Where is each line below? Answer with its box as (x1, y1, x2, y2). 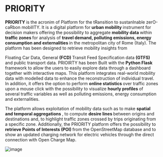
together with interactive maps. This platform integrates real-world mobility (5, 70, 156, 76)
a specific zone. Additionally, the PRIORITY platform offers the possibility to (5, 121, 156, 127)
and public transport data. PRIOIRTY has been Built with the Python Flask (5, 60, 153, 66)
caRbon (5, 24, 21, 30)
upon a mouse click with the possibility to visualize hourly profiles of (5, 86, 144, 91)
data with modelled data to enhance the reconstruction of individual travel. (5, 75, 155, 81)
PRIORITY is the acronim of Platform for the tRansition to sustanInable (5, 19, 145, 25)
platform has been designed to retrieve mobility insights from (5, 45, 127, 51)
